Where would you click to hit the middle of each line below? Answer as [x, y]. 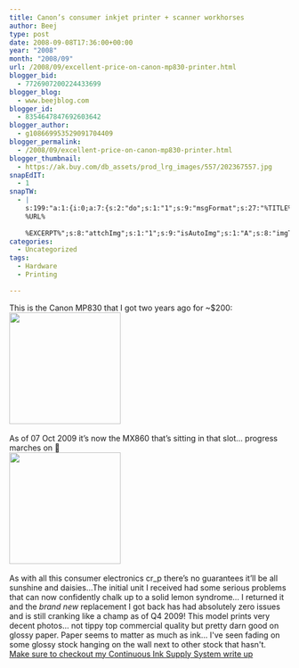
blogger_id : [31, 109]
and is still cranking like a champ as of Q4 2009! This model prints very [140, 615]
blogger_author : [39, 126]
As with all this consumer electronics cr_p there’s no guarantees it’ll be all [144, 578]
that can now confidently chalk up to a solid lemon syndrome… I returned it [147, 597]
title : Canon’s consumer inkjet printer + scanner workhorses [127, 17]
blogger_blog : [36, 92]
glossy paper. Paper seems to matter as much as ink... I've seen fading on [145, 635]
